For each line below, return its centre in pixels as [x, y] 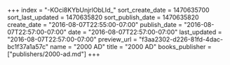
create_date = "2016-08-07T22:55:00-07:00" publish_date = [95, 25]
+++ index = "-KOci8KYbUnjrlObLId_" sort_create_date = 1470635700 [108, 10]
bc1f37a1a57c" [28, 47]
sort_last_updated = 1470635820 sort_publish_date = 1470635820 [103, 17]
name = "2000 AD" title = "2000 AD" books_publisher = [131, 47]
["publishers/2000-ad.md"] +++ [54, 54]
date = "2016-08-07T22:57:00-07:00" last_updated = [145, 32]
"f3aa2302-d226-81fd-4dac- [181, 39]
